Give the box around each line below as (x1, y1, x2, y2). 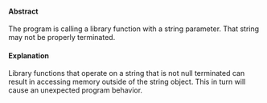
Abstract (8, 6, 39, 16)
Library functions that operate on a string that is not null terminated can (8, 69, 245, 78)
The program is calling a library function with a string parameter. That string (8, 24, 260, 34)
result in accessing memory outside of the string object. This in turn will (8, 77, 246, 87)
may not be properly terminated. (8, 33, 116, 42)
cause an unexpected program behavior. (8, 85, 143, 95)
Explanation (8, 50, 50, 60)
